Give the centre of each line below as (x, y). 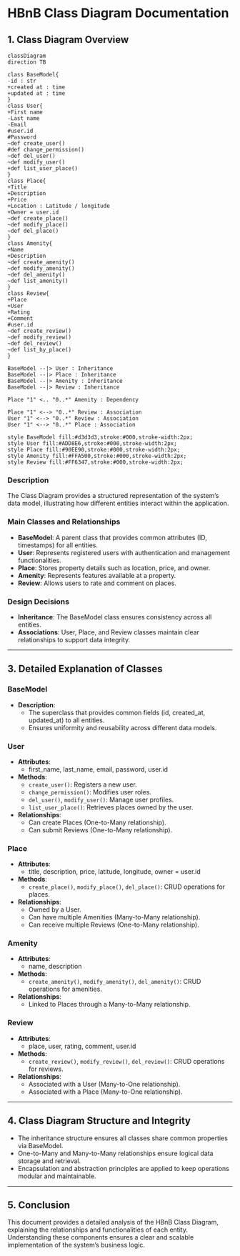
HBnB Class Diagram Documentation (118, 13)
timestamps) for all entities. (58, 545)
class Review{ (29, 294)
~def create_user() (36, 144)
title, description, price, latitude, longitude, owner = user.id (115, 872)
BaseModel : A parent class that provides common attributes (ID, (112, 537)
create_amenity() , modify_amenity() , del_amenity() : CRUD (115, 982)
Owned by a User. (55, 909)
